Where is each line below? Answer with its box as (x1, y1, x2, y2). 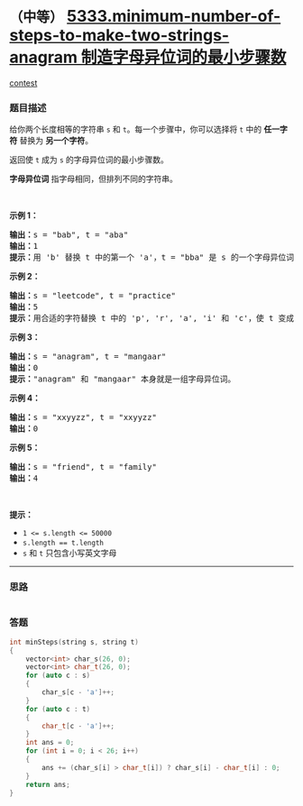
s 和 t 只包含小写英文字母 (22, 547, 117, 559)
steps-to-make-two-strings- (9, 25, 230, 46)
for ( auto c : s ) (25, 671, 91, 681)
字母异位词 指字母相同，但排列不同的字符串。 (9, 173, 178, 185)
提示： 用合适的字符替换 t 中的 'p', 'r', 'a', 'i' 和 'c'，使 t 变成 (9, 313, 295, 324)
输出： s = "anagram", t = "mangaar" (9, 352, 167, 362)
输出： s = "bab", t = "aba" (9, 230, 129, 240)
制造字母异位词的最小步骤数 (80, 47, 287, 68)
